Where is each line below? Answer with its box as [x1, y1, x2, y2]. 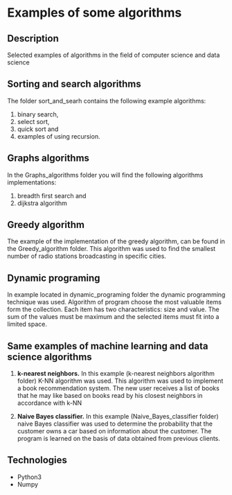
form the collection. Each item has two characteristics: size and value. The [7, 305, 220, 313]
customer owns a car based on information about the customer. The [17, 427, 212, 435]
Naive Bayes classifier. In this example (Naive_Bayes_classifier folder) [17, 412, 220, 421]
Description [7, 33, 59, 44]
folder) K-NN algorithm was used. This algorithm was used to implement [17, 376, 224, 385]
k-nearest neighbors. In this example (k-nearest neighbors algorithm [17, 370, 215, 378]
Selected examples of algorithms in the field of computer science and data [7, 51, 220, 59]
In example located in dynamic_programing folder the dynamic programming [7, 290, 226, 299]
